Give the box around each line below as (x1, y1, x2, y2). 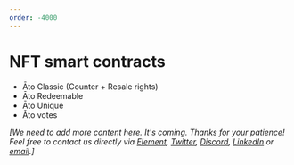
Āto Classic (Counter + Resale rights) (21, 81, 159, 92)
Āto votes (21, 109, 58, 120)
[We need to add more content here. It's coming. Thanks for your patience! (9, 127, 285, 137)
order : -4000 (9, 12, 58, 22)
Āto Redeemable (21, 90, 84, 101)
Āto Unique (21, 100, 64, 111)
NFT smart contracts (9, 51, 167, 71)
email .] (9, 145, 35, 156)
